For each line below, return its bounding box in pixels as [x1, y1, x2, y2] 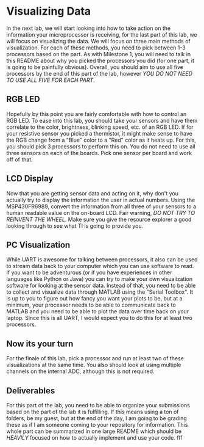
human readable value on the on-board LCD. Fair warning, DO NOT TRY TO [6, 209, 195, 216]
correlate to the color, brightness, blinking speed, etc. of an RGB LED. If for [6, 123, 194, 131]
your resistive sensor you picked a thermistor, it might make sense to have [6, 129, 193, 137]
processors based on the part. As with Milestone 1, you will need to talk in [6, 50, 191, 57]
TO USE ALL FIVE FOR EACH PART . [6, 76, 96, 84]
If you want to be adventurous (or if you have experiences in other [6, 269, 172, 276]
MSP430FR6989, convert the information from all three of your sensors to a [6, 203, 197, 210]
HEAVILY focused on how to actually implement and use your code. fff [6, 434, 183, 441]
